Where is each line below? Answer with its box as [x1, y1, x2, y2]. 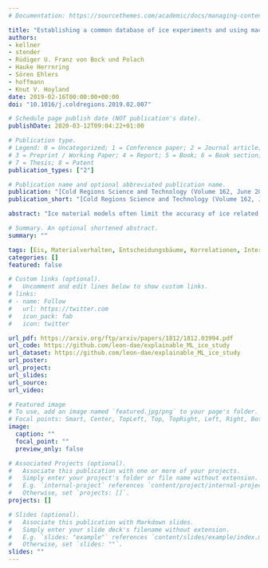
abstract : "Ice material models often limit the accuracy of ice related [8, 210, 259, 218]
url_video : [8, 386, 45, 394]
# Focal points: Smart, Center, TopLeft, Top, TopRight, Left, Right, [8, 416, 248, 424]
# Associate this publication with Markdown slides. [8, 518, 195, 527]
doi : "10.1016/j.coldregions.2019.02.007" [8, 101, 152, 108]
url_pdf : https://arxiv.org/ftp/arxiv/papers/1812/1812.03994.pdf [8, 334, 234, 342]
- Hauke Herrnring [8, 63, 69, 72]
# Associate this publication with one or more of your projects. [8, 467, 241, 475]
